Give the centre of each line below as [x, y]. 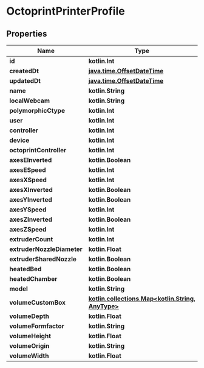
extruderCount [31, 239]
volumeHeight [30, 336]
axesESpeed [28, 170]
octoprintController [38, 150]
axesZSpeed [28, 229]
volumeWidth [29, 356]
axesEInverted [31, 160]
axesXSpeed [28, 180]
